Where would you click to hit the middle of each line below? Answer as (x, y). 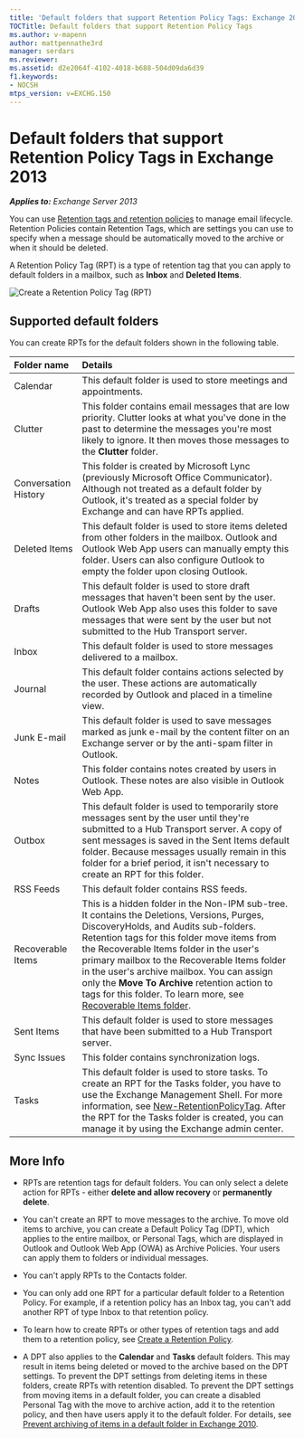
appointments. (112, 392)
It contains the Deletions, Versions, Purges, (173, 915)
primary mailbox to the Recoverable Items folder (184, 960)
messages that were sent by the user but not (176, 620)
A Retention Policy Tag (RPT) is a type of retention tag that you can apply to (150, 265)
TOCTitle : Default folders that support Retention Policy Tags (131, 26)
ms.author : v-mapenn (48, 34)
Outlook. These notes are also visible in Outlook (183, 780)
